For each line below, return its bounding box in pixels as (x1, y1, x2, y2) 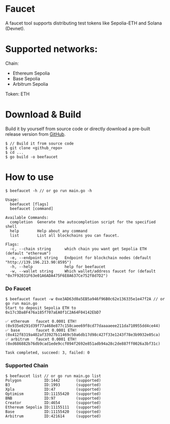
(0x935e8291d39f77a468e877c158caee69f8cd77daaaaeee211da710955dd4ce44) (5, 323, 160, 328)
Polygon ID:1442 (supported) (5, 378, 101, 383)
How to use (5, 172, 54, 183)
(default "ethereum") (5, 251, 51, 256)
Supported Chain (5, 362, 48, 369)
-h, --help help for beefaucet (10, 264, 106, 269)
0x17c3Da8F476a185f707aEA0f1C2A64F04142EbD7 (5, 310, 101, 315)
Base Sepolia (12, 75, 41, 82)
